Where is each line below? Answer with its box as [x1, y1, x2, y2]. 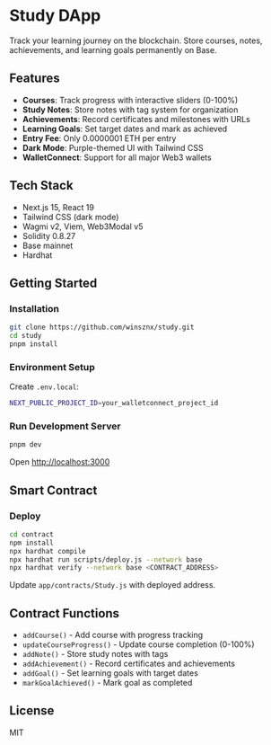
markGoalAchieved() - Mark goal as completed [22, 678, 193, 688]
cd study [9, 332, 42, 341]
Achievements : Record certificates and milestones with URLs [22, 113, 251, 124]
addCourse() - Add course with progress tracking [22, 630, 204, 641]
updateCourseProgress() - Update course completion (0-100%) [22, 639, 255, 650]
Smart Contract [9, 483, 98, 498]
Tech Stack [9, 178, 74, 193]
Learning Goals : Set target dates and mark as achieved [22, 123, 228, 134]
